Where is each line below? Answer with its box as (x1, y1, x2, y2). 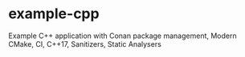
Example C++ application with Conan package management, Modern (8, 31, 237, 40)
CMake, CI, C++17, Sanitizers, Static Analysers (8, 39, 162, 48)
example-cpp (8, 5, 100, 23)
